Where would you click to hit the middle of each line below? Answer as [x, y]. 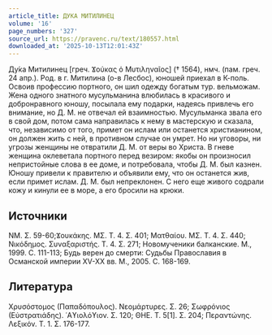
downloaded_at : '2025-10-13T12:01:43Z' [76, 46]
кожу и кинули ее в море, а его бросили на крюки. [96, 190]
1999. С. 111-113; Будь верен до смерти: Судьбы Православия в [118, 252]
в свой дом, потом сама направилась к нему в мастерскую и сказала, [131, 121]
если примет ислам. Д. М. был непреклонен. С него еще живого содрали [136, 182]
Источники [38, 216]
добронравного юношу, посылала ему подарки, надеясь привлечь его [131, 104]
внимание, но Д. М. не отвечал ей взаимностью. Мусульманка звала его [135, 113]
